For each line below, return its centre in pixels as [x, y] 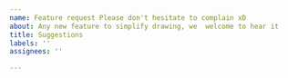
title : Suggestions [46, 34]
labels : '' [30, 43]
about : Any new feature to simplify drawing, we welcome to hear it [144, 26]
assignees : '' [36, 52]
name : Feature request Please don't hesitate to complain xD [128, 18]
